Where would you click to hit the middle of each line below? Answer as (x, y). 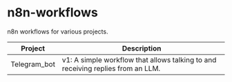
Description (142, 48)
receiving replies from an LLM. (111, 68)
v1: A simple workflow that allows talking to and (139, 59)
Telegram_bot (33, 64)
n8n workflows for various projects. (58, 31)
